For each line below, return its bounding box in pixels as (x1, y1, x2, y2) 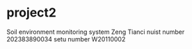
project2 (6, 5, 57, 21)
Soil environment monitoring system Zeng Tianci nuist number (6, 28, 185, 36)
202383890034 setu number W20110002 (6, 35, 126, 43)
